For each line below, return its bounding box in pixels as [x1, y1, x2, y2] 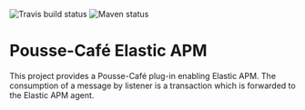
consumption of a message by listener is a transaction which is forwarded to [9, 80, 296, 91]
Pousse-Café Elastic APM [9, 41, 208, 61]
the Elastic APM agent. [9, 89, 95, 100]
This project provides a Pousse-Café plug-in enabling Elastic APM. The [9, 70, 276, 81]
